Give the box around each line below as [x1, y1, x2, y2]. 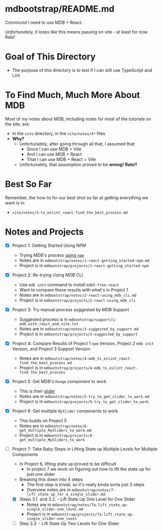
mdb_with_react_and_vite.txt [19, 321, 79, 327]
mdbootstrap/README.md [5, 3, 115, 15]
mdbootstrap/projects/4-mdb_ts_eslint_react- [44, 366, 138, 370]
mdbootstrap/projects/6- [44, 433, 95, 439]
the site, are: [5, 121, 30, 127]
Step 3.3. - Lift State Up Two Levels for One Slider [19, 521, 120, 527]
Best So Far [5, 179, 52, 189]
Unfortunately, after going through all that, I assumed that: [19, 141, 136, 146]
